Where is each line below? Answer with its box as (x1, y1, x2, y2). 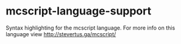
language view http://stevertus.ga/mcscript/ (5, 30, 116, 37)
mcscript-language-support (5, 4, 152, 18)
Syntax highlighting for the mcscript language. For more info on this (5, 24, 176, 31)
